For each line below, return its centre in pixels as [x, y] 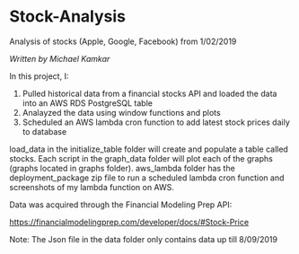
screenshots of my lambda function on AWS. [92, 187]
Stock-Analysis [68, 17]
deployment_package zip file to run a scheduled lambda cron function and [147, 178]
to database [44, 131]
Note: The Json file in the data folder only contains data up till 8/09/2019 [144, 239]
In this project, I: [39, 76]
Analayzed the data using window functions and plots [122, 112]
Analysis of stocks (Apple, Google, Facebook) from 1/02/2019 [123, 41]
